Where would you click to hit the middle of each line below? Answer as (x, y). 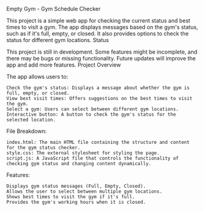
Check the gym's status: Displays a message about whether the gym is (98, 88)
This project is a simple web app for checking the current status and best (98, 20)
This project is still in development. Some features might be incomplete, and (102, 52)
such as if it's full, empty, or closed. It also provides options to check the (98, 34)
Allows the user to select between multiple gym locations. (85, 191)
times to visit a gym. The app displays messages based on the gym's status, (102, 27)
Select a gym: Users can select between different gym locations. (93, 109)
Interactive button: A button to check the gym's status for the (91, 115)
